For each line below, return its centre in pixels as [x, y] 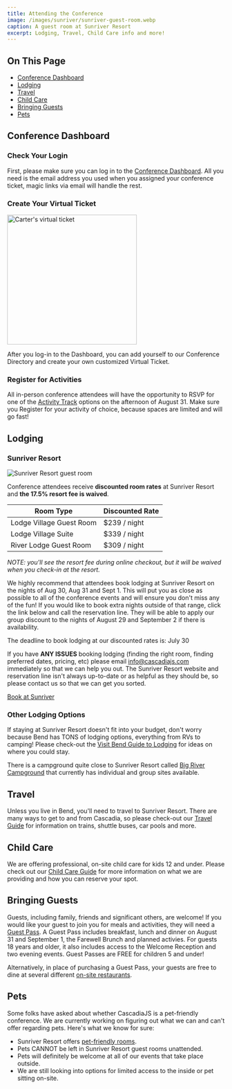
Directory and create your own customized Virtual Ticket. [89, 362]
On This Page [37, 61]
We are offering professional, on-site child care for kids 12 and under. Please [116, 864]
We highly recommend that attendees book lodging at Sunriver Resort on [111, 583]
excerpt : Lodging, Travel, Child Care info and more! [86, 33]
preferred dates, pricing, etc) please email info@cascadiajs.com [98, 661]
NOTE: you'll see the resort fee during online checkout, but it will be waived [114, 562]
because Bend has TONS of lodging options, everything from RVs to [104, 737]
